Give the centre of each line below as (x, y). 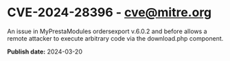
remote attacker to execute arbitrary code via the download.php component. (115, 38)
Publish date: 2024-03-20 (45, 52)
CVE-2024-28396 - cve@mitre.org (110, 13)
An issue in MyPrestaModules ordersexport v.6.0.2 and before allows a (107, 31)
